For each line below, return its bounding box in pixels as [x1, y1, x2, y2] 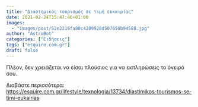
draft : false [6, 48, 39, 53]
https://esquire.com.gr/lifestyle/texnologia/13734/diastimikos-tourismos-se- [6, 87, 192, 95]
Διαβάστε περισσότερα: [6, 81, 65, 89]
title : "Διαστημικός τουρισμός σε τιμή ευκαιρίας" [6, 8, 134, 15]
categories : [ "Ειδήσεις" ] [6, 36, 70, 42]
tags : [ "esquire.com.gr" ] [6, 42, 70, 48]
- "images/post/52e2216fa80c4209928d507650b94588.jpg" [11, 25, 150, 32]
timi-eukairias [6, 94, 40, 101]
